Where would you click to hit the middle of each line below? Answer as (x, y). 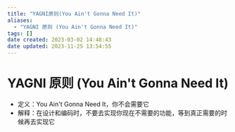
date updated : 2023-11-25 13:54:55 (59, 46)
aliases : (20, 20)
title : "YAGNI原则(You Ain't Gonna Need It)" (74, 14)
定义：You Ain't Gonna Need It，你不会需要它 (83, 104)
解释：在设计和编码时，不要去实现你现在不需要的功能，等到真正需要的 (119, 112)
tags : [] (20, 33)
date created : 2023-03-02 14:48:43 (59, 40)
